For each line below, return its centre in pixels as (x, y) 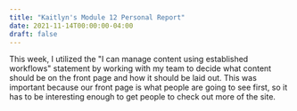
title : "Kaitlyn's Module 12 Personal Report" (97, 17)
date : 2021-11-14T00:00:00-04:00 (71, 26)
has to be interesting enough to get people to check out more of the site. (143, 97)
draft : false (33, 34)
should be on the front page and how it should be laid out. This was (133, 78)
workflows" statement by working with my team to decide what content (140, 68)
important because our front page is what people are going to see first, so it (148, 87)
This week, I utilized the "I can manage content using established (129, 59)
